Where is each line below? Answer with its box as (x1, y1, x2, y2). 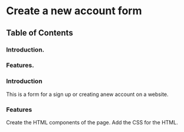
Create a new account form (6, 4, 142, 18)
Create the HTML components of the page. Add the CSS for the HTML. (6, 119, 178, 126)
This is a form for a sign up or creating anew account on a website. (6, 91, 169, 98)
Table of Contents (6, 28, 74, 38)
